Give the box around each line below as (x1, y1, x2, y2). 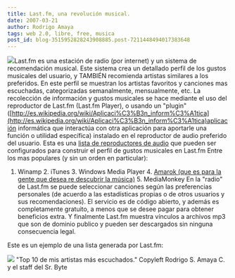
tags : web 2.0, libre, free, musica (7, 30, 115, 37)
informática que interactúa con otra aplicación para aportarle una (18, 124, 208, 132)
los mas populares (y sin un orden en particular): (7, 154, 148, 163)
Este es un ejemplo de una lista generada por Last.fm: (7, 241, 164, 250)
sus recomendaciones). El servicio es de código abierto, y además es (17, 198, 220, 206)
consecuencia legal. (17, 227, 76, 236)
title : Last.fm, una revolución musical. (7, 10, 131, 18)
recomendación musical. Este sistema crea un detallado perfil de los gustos (7, 64, 227, 72)
